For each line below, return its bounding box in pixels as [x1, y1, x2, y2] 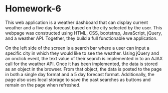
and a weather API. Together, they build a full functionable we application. [5, 35, 158, 41]
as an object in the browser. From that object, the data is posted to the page [5, 66, 162, 72]
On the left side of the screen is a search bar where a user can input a [5, 45, 149, 51]
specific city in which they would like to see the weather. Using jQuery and [5, 50, 159, 56]
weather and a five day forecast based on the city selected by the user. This [5, 24, 162, 30]
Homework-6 [5, 3, 62, 14]
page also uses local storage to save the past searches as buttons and [5, 77, 151, 83]
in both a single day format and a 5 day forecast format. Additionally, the [5, 71, 154, 77]
